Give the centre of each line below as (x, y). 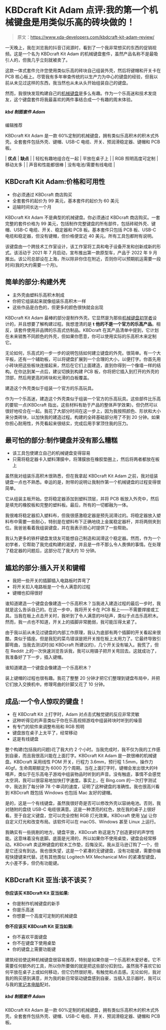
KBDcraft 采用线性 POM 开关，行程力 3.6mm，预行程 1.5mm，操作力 (83, 762)
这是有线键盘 (25, 739)
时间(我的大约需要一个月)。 (33, 265)
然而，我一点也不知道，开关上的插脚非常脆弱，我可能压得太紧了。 (72, 622)
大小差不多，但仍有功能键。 (33, 863)
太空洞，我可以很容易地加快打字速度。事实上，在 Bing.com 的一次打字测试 (81, 780)
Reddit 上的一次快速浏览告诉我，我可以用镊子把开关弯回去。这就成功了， (85, 651)
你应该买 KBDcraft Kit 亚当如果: (37, 893)
